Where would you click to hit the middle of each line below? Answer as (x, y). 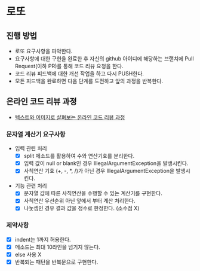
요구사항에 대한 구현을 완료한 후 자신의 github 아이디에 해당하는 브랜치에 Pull (104, 59)
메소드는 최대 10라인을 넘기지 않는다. (57, 247)
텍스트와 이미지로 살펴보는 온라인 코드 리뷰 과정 (70, 117)
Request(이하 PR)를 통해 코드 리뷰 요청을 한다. (69, 66)
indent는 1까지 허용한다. (43, 239)
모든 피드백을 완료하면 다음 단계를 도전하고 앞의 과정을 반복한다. (89, 81)
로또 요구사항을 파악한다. (44, 51)
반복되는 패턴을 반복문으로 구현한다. (56, 262)
